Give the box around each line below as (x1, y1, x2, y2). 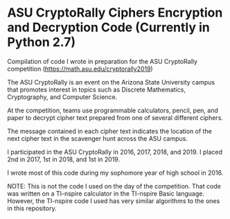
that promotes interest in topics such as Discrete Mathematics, (7, 85, 186, 94)
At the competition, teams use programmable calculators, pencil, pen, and (7, 106, 218, 114)
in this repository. (7, 204, 57, 212)
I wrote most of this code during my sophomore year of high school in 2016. (7, 168, 224, 177)
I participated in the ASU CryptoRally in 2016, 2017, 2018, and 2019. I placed (7, 148, 223, 156)
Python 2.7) (7, 35, 76, 50)
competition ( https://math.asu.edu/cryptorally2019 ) (7, 64, 154, 73)
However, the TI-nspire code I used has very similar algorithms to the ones (7, 196, 220, 205)
